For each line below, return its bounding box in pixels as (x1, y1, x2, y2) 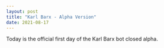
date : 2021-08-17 (6, 19, 49, 25)
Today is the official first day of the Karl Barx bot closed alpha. (6, 36, 158, 43)
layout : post (6, 8, 38, 15)
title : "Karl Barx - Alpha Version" (6, 14, 97, 20)
